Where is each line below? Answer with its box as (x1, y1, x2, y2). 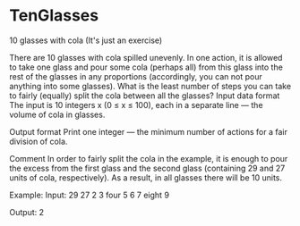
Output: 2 (9, 206, 45, 217)
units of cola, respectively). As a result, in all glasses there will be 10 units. (9, 172, 283, 183)
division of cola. (9, 136, 68, 146)
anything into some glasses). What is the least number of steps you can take (9, 80, 292, 91)
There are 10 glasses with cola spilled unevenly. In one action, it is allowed (9, 52, 283, 63)
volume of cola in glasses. (9, 109, 106, 120)
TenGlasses (9, 5, 99, 26)
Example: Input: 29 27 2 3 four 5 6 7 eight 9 (9, 189, 170, 200)
